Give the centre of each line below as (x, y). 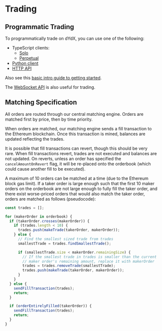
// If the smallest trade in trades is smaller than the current (90, 257)
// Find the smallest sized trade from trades (66, 239)
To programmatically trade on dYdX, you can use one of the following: (75, 38)
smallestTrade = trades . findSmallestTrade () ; (64, 243)
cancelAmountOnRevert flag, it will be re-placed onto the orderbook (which (78, 164)
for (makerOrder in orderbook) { (39, 217)
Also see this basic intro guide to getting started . (53, 78)
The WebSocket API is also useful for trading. (50, 87)
